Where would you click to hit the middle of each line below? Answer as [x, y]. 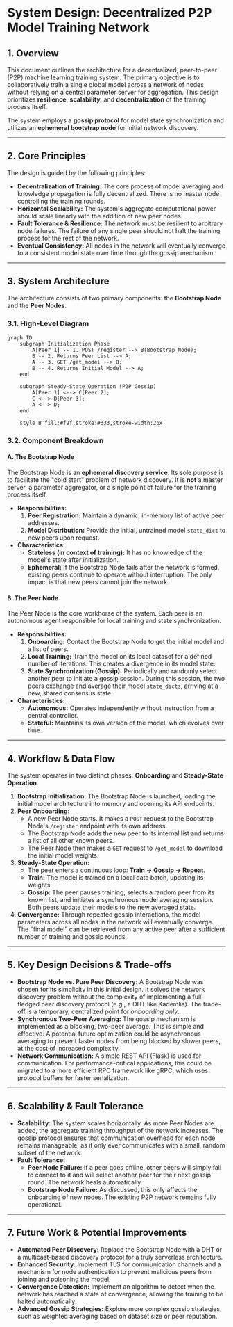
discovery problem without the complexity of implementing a [104, 997]
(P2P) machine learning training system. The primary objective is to [103, 77]
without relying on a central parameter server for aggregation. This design [113, 92]
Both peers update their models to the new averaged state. [112, 907]
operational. [45, 1204]
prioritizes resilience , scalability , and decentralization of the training [107, 99]
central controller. [53, 716]
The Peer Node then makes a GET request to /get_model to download [125, 848]
